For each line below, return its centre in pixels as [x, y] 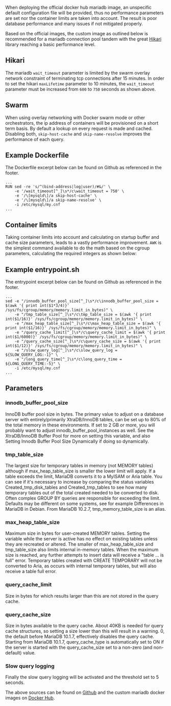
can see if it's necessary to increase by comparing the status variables [80, 482]
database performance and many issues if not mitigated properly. [74, 24]
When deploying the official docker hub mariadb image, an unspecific [79, 7]
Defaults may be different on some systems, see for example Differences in [84, 504]
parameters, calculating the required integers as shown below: [71, 254]
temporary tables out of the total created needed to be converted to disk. [82, 493]
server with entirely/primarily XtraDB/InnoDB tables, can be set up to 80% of [86, 419]
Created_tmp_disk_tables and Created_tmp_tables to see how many [76, 487]
